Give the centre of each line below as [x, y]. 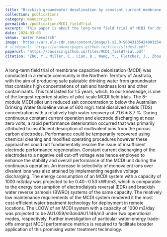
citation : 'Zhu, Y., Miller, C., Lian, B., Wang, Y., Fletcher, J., [78, 56]
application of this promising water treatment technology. [64, 230]
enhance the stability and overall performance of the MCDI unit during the [81, 161]
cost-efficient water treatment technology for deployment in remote [75, 203]
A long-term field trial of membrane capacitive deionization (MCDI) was [78, 70]
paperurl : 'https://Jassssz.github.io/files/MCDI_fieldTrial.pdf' [75, 51]
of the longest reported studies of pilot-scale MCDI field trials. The [73, 97]
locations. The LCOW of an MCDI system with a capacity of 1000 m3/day [80, 208]
